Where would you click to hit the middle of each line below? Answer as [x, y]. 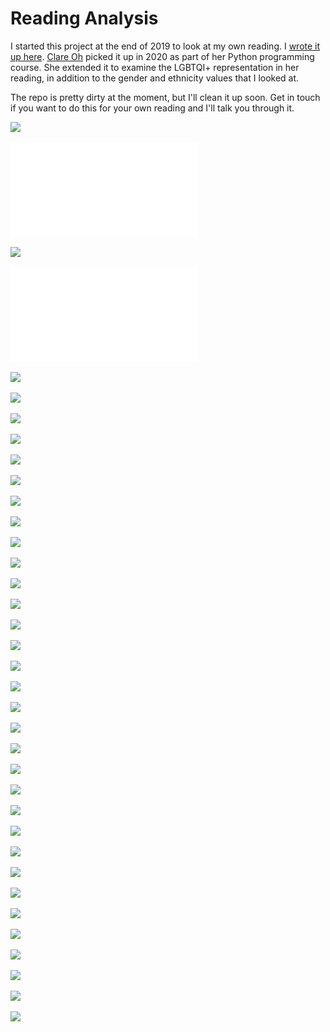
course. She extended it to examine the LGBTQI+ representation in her [155, 67]
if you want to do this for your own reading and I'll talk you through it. [152, 108]
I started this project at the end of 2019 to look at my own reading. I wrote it [165, 46]
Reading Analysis [84, 18]
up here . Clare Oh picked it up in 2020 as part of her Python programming [162, 56]
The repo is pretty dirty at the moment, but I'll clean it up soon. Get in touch [165, 97]
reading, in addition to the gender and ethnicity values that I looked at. [155, 78]
